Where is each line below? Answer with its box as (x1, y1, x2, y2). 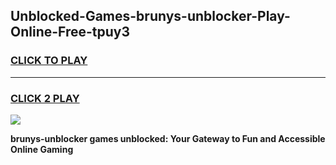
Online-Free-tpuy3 (10, 24, 131, 41)
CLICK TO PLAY (10, 54, 88, 68)
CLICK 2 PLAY (10, 91, 80, 105)
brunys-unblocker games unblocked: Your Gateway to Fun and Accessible (10, 132, 326, 144)
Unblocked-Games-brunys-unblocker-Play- (10, 8, 291, 25)
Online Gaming (10, 143, 74, 155)
